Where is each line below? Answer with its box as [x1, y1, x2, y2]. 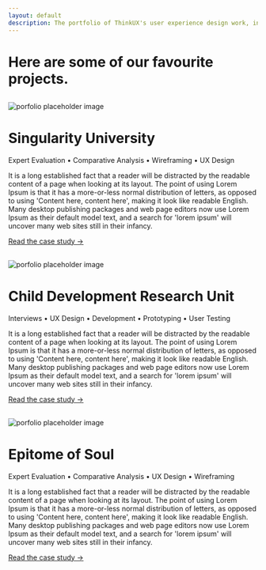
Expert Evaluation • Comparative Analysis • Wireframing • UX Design [8, 155, 235, 164]
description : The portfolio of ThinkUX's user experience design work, [8, 19, 249, 27]
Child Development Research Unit [8, 287, 235, 305]
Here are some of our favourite [8, 53, 214, 71]
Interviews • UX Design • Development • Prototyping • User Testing [8, 313, 231, 323]
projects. [8, 70, 69, 88]
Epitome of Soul [8, 445, 115, 463]
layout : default [8, 11, 62, 20]
